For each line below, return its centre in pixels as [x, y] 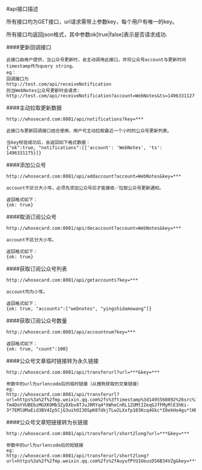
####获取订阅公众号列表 [37, 269]
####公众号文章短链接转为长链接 [47, 422]
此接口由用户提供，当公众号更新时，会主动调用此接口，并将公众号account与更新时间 [96, 60]
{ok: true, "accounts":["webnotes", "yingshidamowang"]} [79, 309]
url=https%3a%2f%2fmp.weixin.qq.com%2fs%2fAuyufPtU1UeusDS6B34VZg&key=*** [102, 461]
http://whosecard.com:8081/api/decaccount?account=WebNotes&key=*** [94, 228]
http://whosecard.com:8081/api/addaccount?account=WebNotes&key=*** [94, 176]
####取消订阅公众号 [32, 217]
